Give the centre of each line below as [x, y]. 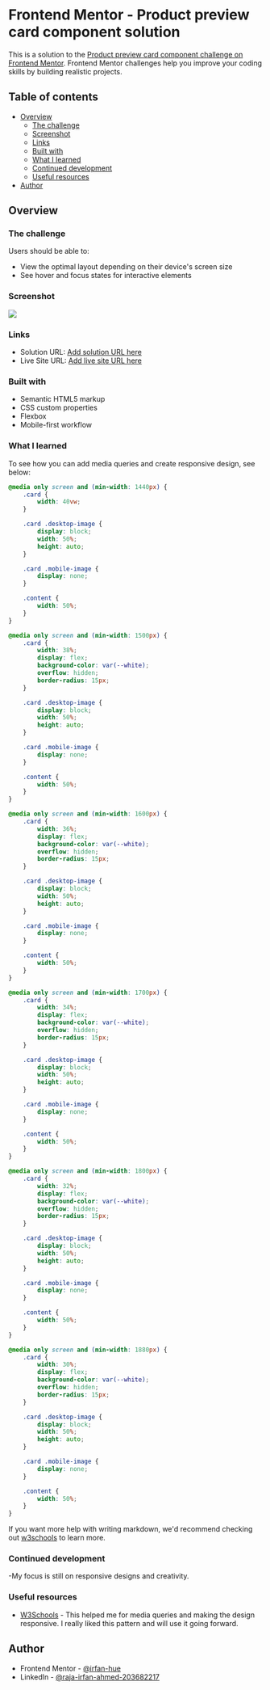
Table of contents [53, 97]
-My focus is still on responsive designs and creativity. [99, 1576]
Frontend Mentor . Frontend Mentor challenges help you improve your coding [135, 63]
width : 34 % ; [58, 1008]
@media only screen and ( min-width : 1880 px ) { [88, 1350]
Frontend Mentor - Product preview [129, 15]
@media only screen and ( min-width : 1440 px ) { [88, 487]
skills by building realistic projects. [65, 71]
